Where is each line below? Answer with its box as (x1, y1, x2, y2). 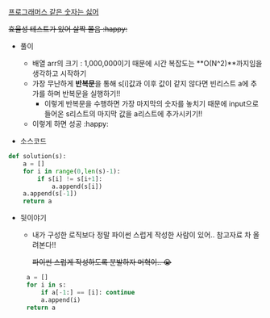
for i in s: (26, 281, 67, 289)
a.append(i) (40, 295, 81, 304)
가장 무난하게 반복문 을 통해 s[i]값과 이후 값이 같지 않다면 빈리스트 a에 (31, 79, 249, 88)
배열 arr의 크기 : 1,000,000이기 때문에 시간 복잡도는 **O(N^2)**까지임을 (31, 59, 263, 68)
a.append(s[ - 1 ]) (23, 190, 78, 198)
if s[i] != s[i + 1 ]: (37, 174, 103, 183)
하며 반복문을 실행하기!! (47, 89, 121, 98)
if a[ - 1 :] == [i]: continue (40, 288, 135, 296)
